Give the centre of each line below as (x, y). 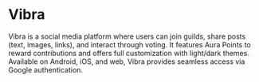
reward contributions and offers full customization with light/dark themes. (129, 53)
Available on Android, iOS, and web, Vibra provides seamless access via (127, 61)
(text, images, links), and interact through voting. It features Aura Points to (129, 44)
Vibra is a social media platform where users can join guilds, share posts (127, 36)
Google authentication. (46, 69)
